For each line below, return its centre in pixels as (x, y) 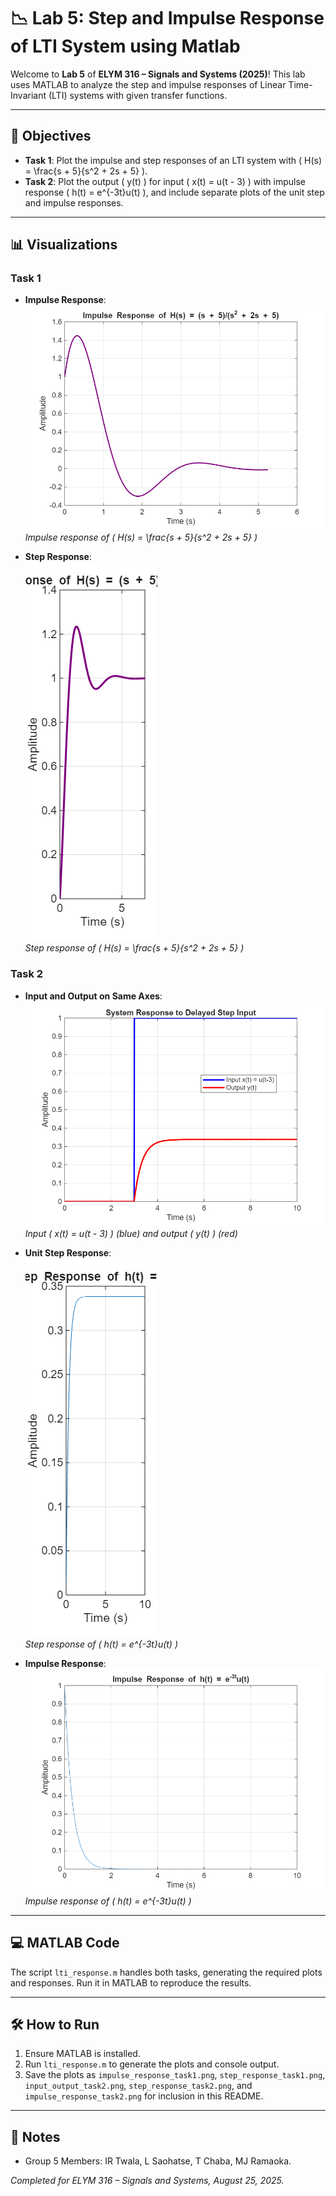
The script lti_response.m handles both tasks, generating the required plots (166, 1972)
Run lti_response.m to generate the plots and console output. (152, 2064)
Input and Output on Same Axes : (93, 996)
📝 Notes (35, 2136)
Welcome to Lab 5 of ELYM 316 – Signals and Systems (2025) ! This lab (158, 74)
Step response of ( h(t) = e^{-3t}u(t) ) (101, 1644)
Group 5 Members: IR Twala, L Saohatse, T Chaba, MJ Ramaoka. (158, 2161)
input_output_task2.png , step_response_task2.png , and (138, 2086)
